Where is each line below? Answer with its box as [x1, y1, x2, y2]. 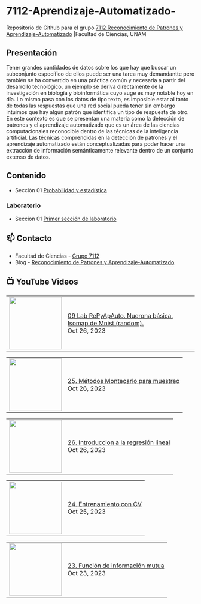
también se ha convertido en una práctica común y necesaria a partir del [6, 76, 185, 83]
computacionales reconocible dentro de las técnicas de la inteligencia [6, 127, 178, 134]
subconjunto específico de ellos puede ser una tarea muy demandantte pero [6, 70, 195, 77]
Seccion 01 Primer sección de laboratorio [14, 215, 117, 222]
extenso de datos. [6, 153, 51, 160]
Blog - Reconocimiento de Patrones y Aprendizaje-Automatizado [14, 258, 175, 265]
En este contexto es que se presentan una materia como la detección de [6, 115, 185, 122]
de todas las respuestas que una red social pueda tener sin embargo [6, 102, 175, 109]
